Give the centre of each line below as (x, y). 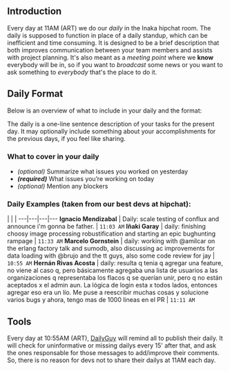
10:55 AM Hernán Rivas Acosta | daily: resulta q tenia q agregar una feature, (115, 263)
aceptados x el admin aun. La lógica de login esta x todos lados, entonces (112, 285)
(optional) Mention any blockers (63, 186)
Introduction (35, 11)
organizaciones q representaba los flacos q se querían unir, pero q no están (115, 278)
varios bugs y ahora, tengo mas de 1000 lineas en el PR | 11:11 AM (101, 300)
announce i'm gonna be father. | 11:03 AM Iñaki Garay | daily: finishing (106, 227)
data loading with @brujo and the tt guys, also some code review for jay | (111, 256)
